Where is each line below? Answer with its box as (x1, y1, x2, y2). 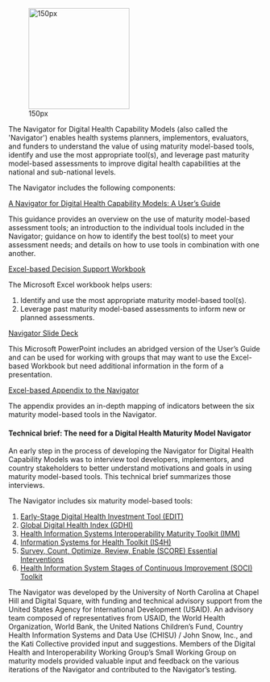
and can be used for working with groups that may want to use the (8, 352, 230, 362)
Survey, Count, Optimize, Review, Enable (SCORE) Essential (19, 546, 218, 556)
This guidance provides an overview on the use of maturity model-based (8, 214, 251, 224)
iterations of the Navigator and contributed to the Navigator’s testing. (8, 665, 237, 675)
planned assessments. (19, 313, 95, 322)
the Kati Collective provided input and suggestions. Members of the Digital (8, 639, 255, 649)
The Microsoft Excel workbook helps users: (8, 280, 153, 289)
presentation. (8, 370, 52, 379)
